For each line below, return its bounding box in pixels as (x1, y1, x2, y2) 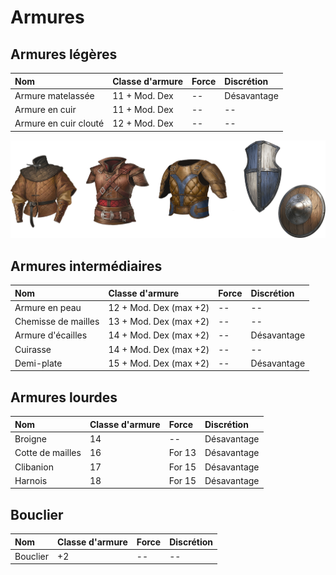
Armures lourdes (10, 389, 118, 406)
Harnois (14, 474, 48, 486)
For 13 (168, 447, 197, 459)
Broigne (14, 433, 48, 445)
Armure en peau (14, 301, 82, 313)
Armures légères (10, 46, 118, 63)
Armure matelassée (14, 89, 95, 101)
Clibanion (14, 461, 54, 473)
